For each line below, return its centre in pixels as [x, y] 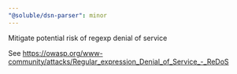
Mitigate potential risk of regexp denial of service [88, 38]
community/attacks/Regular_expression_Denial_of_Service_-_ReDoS [119, 61]
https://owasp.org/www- [63, 53]
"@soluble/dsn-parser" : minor [58, 15]
